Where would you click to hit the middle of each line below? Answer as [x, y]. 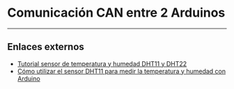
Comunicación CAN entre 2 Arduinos [116, 13]
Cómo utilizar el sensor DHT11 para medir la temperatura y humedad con [122, 71]
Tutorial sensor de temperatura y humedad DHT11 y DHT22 [102, 63]
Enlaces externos [46, 47]
